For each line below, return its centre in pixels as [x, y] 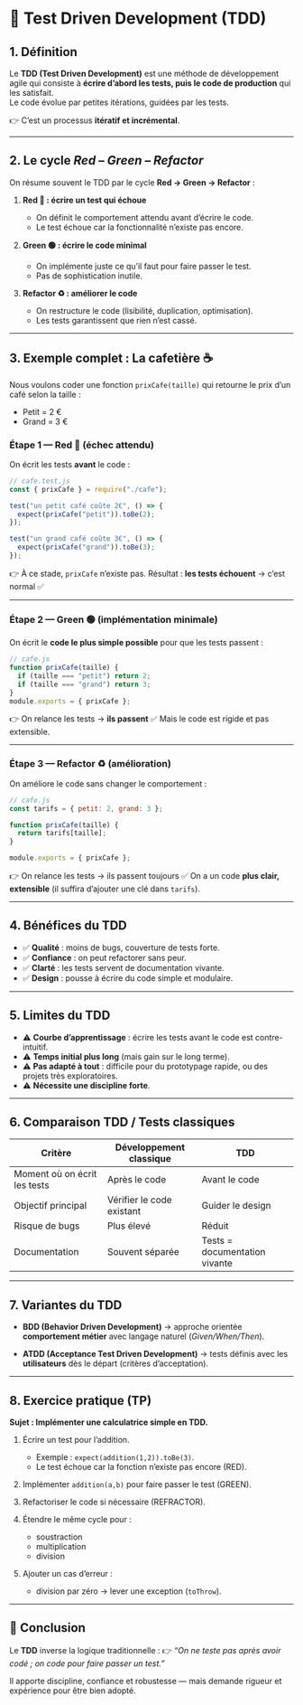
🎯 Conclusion [47, 1628]
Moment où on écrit [55, 1174]
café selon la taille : [45, 394]
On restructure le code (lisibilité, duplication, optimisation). [145, 310]
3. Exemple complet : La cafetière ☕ [111, 358]
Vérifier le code [140, 1200]
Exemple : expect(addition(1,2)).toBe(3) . [115, 1457]
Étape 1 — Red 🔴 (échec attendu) [82, 445]
